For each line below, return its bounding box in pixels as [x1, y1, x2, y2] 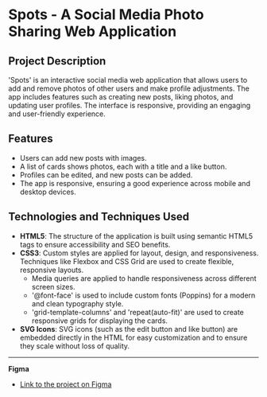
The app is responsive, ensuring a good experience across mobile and [19, 178, 250, 188]
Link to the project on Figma [19, 379, 112, 389]
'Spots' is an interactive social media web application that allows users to [8, 76, 248, 84]
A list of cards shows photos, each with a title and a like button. [19, 162, 227, 171]
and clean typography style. [31, 298, 124, 308]
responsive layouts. [19, 265, 84, 274]
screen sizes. [31, 282, 75, 291]
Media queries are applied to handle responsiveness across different [31, 273, 257, 283]
